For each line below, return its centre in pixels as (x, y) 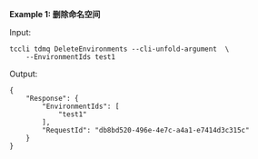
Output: (24, 74)
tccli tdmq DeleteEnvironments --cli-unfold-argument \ (119, 49)
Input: (20, 32)
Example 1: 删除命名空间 (55, 14)
